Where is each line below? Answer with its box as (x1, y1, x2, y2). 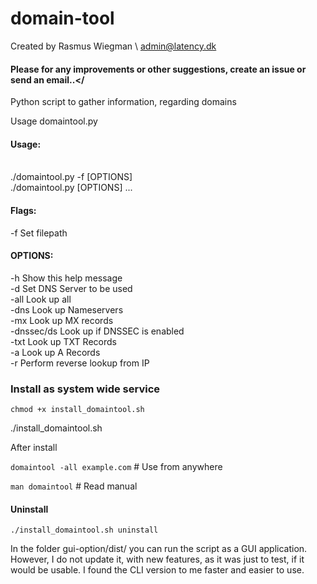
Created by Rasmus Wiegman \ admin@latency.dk (10, 40, 217, 52)
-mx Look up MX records (10, 314, 114, 326)
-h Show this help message (10, 272, 123, 284)
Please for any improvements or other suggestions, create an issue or (10, 63, 307, 75)
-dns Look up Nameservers (10, 303, 124, 316)
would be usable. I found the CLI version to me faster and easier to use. (10, 564, 305, 576)
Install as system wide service (10, 382, 161, 396)
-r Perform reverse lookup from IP (10, 357, 150, 369)
